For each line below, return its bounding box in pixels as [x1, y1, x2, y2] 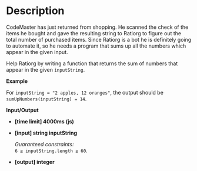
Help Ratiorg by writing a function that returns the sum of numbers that [6, 60, 178, 67]
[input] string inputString [14, 129, 78, 136]
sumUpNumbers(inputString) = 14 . [6, 95, 87, 102]
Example [6, 78, 28, 85]
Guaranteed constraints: [14, 140, 74, 147]
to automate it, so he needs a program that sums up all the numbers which [6, 42, 186, 49]
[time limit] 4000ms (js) [14, 118, 75, 125]
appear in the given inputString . [6, 66, 85, 73]
